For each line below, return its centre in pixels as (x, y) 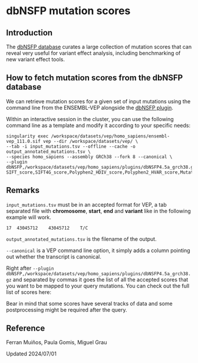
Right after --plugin (30, 268)
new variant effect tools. (35, 59)
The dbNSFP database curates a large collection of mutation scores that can (99, 47)
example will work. (29, 217)
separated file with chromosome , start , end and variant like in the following (99, 211)
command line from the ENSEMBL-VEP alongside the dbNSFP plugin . (90, 107)
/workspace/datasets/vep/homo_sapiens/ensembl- (110, 136)
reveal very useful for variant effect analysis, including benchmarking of (93, 53)
